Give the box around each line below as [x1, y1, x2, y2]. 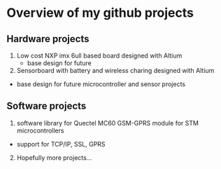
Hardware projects [6, 33, 90, 45]
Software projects [6, 100, 87, 112]
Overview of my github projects [6, 5, 194, 21]
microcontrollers [16, 126, 64, 135]
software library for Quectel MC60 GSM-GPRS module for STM [16, 119, 199, 127]
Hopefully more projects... [16, 153, 92, 162]
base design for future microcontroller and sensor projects [16, 80, 186, 88]
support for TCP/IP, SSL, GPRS [16, 140, 106, 148]
